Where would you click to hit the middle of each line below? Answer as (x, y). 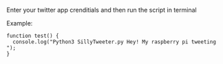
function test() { (33, 36)
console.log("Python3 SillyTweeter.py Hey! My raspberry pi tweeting (114, 42)
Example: (20, 23)
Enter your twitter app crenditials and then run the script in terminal (102, 10)
